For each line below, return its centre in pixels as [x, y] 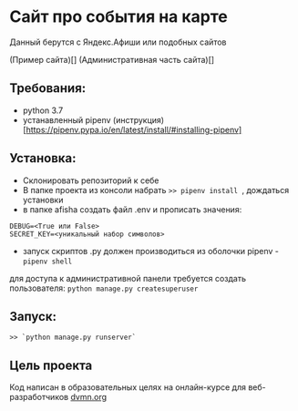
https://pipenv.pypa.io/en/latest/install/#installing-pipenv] [134, 129]
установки [43, 200]
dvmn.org [89, 397]
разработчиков [39, 397]
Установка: [43, 158]
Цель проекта [51, 365]
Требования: [48, 88]
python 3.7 [43, 110]
